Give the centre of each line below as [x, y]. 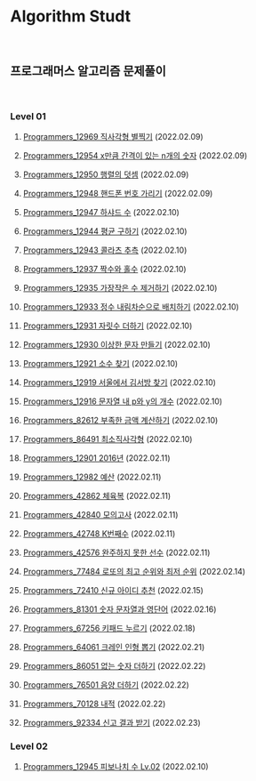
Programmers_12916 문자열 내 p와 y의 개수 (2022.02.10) [123, 401]
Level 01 [28, 116]
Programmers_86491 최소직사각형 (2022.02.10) [108, 439]
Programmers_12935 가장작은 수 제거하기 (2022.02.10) [120, 288]
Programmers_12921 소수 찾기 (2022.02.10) [100, 364]
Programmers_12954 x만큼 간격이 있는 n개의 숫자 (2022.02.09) [135, 156]
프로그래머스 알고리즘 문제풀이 [88, 72]
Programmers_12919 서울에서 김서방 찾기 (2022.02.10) [120, 382]
